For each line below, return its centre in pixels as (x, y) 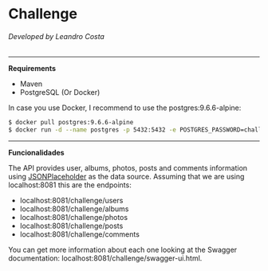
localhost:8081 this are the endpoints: (70, 185)
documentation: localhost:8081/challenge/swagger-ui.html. (105, 258)
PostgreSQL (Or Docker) (60, 92)
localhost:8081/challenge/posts (71, 226)
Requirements (32, 69)
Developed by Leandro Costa (57, 36)
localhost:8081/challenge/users (71, 201)
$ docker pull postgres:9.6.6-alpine (71, 123)
